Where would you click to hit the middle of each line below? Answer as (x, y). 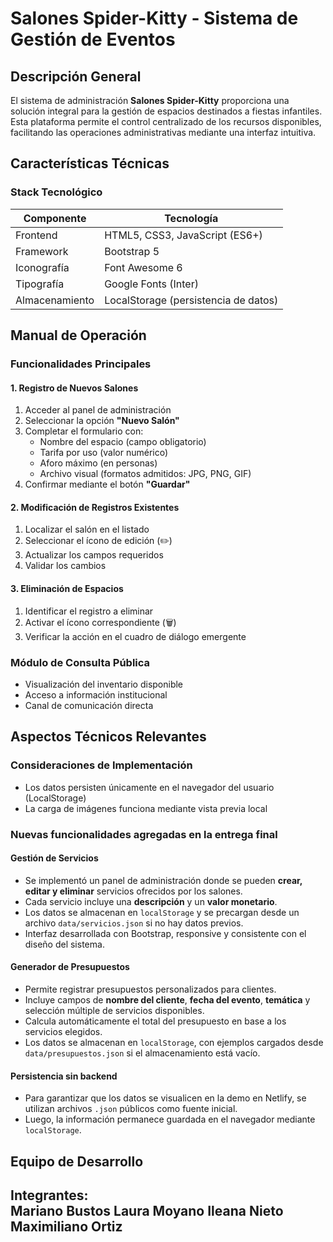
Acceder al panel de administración (98, 410)
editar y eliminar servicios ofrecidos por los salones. (133, 891)
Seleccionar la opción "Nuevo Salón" (102, 421)
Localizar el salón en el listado (87, 529)
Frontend (36, 235)
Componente (55, 218)
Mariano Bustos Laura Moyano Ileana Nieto (147, 1210)
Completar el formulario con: (84, 431)
